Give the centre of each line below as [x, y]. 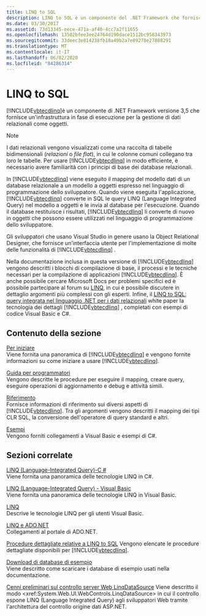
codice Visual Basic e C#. [39, 314]
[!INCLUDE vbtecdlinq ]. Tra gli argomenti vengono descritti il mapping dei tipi [103, 411]
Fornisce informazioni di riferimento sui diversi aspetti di [77, 404]
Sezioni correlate [40, 455]
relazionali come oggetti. [37, 124]
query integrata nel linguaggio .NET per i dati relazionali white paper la [95, 301]
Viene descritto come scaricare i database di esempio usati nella [88, 569]
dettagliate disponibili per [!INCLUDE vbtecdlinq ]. [68, 550]
